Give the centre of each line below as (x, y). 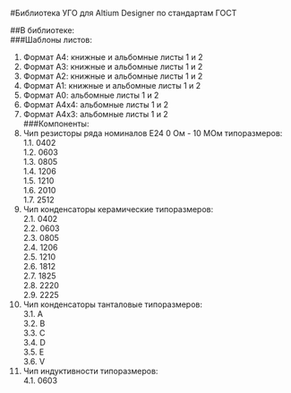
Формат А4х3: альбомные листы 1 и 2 (95, 114)
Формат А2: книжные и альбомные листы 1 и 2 (113, 76)
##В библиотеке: (43, 30)
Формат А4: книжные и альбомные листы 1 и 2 (113, 57)
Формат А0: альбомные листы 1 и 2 (91, 95)
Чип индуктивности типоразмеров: (90, 371)
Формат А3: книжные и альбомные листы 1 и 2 (113, 67)
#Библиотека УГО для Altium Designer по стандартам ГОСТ (124, 13)
